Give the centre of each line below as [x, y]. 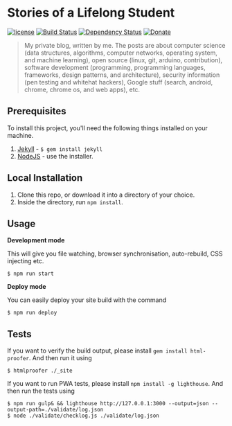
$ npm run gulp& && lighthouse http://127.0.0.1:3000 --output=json [108, 404]
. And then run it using [60, 358]
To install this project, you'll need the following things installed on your [107, 128]
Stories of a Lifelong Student [91, 13]
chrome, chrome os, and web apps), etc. [82, 89]
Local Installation [45, 178]
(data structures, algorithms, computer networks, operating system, [121, 53]
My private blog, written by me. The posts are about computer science [125, 45]
